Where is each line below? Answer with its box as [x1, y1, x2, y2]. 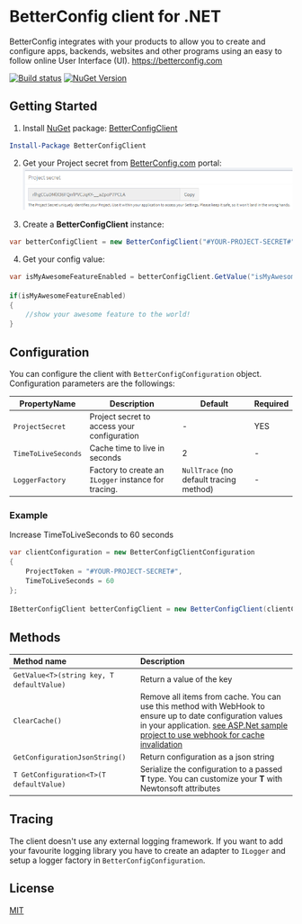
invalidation [139, 739, 182, 749]
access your [89, 420, 135, 431]
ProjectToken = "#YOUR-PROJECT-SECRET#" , [25, 567, 182, 576]
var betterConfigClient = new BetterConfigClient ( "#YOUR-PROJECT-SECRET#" [9, 238, 296, 247]
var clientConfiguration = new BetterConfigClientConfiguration [9, 548, 255, 557]
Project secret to [89, 411, 151, 422]
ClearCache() [13, 717, 62, 726]
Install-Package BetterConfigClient [9, 141, 147, 150]
